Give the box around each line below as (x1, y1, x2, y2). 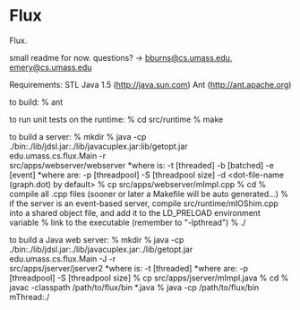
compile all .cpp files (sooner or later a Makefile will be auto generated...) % (9, 188, 289, 199)
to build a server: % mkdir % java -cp (9, 131, 147, 142)
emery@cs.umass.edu (9, 62, 92, 73)
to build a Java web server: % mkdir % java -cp (9, 234, 184, 245)
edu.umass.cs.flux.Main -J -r (9, 253, 116, 264)
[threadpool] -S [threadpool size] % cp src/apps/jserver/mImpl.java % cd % (9, 272, 289, 283)
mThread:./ (9, 291, 50, 302)
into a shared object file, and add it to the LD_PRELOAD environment (9, 207, 261, 218)
